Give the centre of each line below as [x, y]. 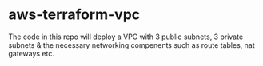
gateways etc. [31, 53]
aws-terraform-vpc [74, 15]
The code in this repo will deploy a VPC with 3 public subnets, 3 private [126, 37]
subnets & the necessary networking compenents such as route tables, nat [131, 45]
